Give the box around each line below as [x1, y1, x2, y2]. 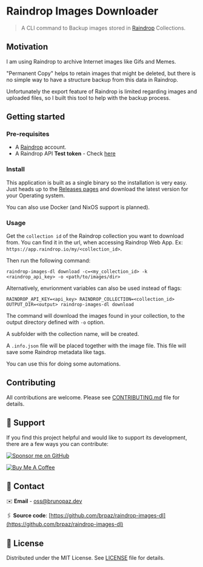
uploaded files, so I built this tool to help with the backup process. [6, 94, 171, 101]
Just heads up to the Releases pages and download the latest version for [6, 185, 189, 192]
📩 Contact [6, 481, 45, 491]
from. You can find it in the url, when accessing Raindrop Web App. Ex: [6, 239, 183, 246]
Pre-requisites [6, 130, 50, 139]
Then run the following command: [6, 257, 91, 264]
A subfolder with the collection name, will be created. [6, 330, 139, 338]
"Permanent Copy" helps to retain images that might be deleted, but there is [6, 70, 196, 77]
